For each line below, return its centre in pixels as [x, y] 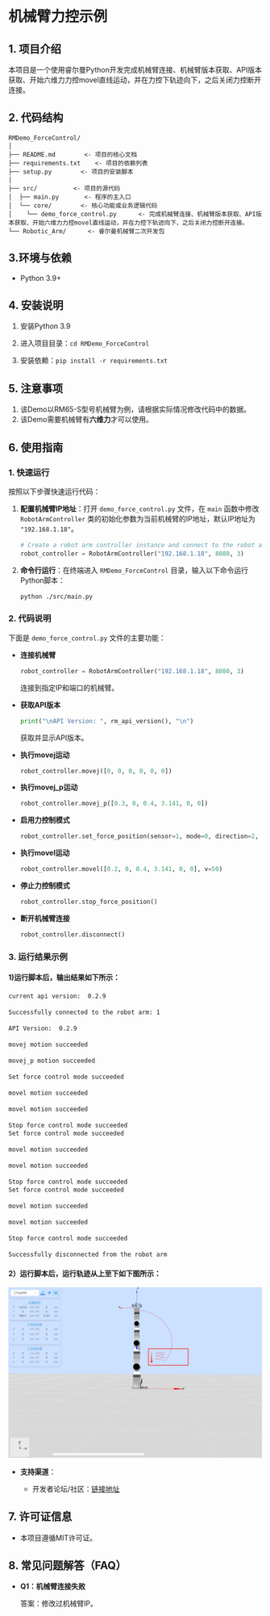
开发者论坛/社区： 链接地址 [76, 1488]
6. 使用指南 [36, 448]
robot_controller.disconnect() [73, 934]
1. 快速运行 [29, 472]
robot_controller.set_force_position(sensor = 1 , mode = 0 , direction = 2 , [139, 836]
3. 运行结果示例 [38, 957]
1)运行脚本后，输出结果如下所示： [64, 978]
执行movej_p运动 [49, 787]
